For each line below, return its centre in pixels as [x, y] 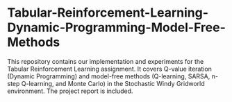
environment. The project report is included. [70, 91]
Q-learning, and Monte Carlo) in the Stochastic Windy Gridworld [113, 83]
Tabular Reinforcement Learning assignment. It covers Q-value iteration [109, 69]
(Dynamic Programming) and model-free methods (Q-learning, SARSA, [109, 76]
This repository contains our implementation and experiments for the [106, 61]
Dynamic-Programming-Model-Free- [116, 27]
